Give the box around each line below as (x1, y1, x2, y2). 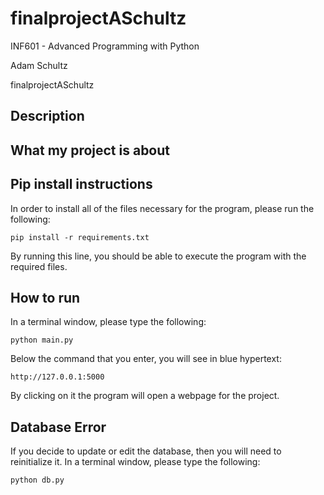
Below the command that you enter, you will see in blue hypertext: (10, 353, 282, 365)
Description (10, 108, 85, 125)
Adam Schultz (10, 59, 68, 71)
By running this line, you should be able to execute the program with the (10, 250, 307, 262)
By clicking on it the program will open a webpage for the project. (10, 390, 280, 402)
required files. (10, 260, 68, 272)
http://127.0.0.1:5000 (10, 372, 105, 382)
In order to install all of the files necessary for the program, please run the (10, 202, 315, 214)
